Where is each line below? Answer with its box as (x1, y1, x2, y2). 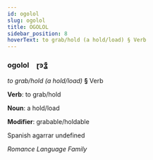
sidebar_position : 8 (7, 30, 68, 37)
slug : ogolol (7, 17, 46, 24)
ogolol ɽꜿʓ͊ (7, 61, 49, 70)
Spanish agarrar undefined (7, 131, 85, 140)
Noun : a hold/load (7, 104, 60, 113)
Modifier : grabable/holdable (7, 118, 90, 126)
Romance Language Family (7, 145, 87, 154)
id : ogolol (7, 10, 39, 18)
